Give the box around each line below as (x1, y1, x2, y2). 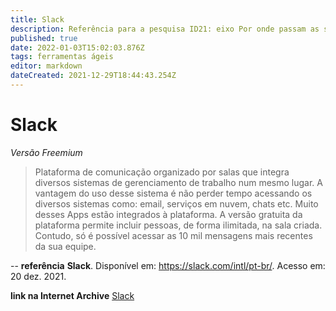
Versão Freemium (10, 146, 83, 158)
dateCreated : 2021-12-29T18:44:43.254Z (10, 71, 177, 81)
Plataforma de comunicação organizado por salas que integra (34, 166, 290, 178)
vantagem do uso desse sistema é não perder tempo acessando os (34, 187, 313, 199)
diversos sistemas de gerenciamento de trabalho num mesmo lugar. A (34, 176, 323, 188)
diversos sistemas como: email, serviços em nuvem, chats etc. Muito (34, 197, 319, 210)
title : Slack (10, 14, 65, 25)
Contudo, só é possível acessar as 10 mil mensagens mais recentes (34, 229, 313, 241)
